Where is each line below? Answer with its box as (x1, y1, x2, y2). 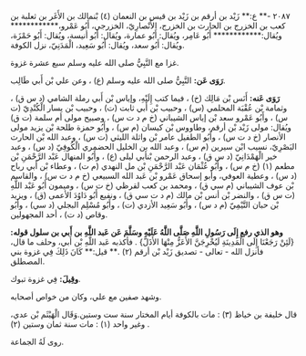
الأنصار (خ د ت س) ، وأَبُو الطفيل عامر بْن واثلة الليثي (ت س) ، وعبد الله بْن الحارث (10, 131, 286, 142)
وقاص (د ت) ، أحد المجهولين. (10, 209, 108, 220)
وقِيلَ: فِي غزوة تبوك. (10, 274, 81, 284)
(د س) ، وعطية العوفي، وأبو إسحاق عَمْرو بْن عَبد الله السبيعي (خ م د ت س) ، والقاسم (10, 171, 298, 181)
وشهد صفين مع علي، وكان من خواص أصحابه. (10, 291, 162, 302)
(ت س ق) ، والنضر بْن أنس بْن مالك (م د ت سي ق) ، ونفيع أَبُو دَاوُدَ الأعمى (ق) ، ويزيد (10, 190, 295, 200)
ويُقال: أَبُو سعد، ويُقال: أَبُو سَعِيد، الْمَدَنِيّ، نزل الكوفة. (10, 39, 185, 50)
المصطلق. (10, 256, 46, 267)
